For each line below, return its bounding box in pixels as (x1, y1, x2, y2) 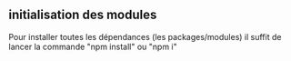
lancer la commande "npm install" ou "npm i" (8, 41, 178, 52)
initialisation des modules (8, 7, 157, 23)
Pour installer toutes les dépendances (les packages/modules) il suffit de (8, 31, 282, 42)
